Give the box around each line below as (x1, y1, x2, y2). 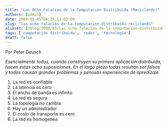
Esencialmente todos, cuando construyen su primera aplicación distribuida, (5, 58, 161, 64)
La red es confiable (12, 78, 52, 85)
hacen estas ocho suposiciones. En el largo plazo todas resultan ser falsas (5, 63, 160, 70)
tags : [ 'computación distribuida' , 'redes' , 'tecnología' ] (5, 30, 131, 35)
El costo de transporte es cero (12, 110, 75, 116)
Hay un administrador (12, 105, 57, 111)
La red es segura (12, 94, 47, 100)
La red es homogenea (12, 116, 58, 122)
